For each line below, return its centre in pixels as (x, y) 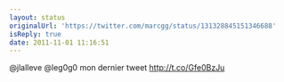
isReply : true (36, 34)
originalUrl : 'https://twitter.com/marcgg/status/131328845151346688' (143, 26)
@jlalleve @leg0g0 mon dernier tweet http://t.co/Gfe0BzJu (117, 68)
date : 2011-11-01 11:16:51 (59, 42)
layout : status (37, 17)
